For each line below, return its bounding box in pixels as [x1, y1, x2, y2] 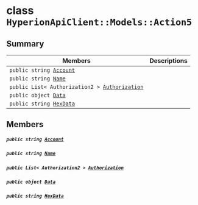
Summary [6, 38, 44, 49]
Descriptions [149, 57, 188, 64]
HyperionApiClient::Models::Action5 [6, 16, 193, 28]
